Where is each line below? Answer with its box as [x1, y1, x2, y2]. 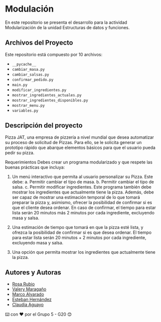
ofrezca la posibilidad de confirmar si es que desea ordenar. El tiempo [12, 229, 152, 235]
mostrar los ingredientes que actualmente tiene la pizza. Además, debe [12, 189, 154, 195]
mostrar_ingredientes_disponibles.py [12, 98, 88, 103]
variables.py [12, 108, 39, 113]
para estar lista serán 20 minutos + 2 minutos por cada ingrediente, [12, 234, 146, 241]
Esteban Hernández [12, 297, 52, 303]
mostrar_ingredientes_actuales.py [12, 93, 82, 97]
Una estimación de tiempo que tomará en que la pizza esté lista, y [12, 224, 144, 230]
